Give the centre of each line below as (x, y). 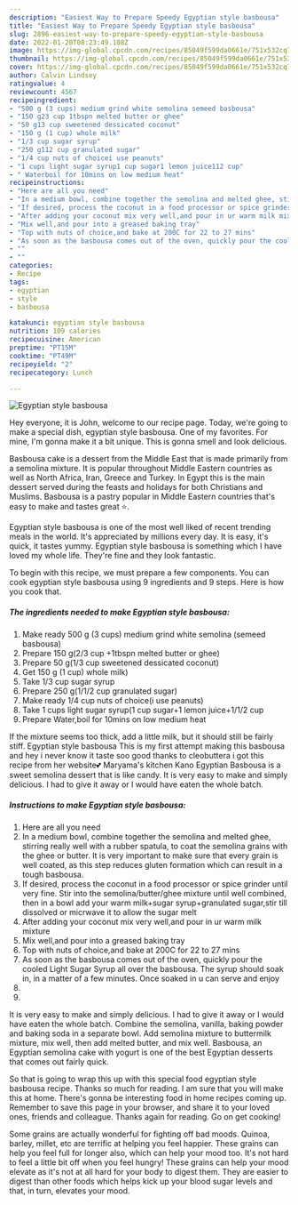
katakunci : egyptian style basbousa (77, 323)
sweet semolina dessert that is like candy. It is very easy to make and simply (149, 775)
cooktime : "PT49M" (43, 356)
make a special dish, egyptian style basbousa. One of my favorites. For (139, 432)
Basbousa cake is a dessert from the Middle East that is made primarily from (149, 459)
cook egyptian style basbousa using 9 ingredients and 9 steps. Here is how (147, 582)
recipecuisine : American (55, 340)
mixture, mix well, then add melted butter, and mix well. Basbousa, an (136, 1043)
